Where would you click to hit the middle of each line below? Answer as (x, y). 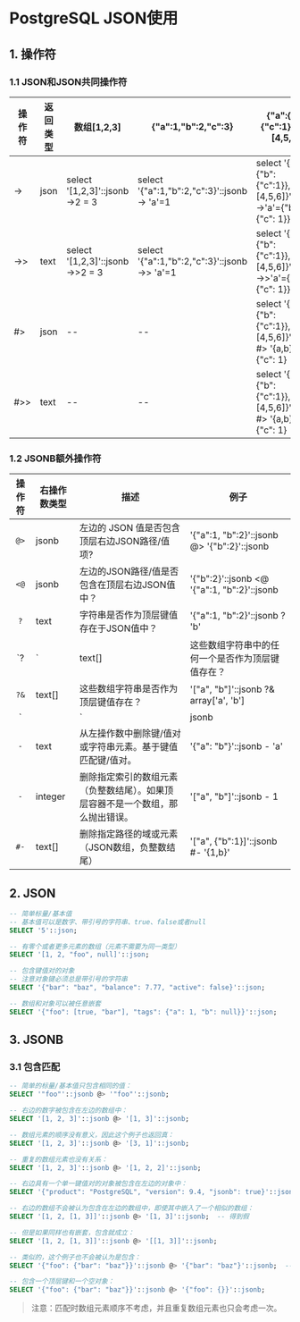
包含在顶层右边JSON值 (127, 585)
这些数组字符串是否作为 (129, 689)
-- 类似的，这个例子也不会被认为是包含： (75, 1257)
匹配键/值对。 (108, 761)
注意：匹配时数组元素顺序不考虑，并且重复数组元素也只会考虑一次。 (156, 1308)
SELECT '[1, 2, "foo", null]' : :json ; (79, 955)
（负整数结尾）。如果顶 (126, 790)
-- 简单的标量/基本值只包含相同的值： (71, 1086)
